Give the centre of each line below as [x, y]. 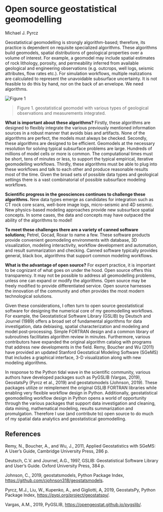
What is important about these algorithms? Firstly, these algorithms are [78, 123]
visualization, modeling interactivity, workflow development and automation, [81, 245]
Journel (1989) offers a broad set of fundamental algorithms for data [73, 321]
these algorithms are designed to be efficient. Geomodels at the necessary [80, 143]
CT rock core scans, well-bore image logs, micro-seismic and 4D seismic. [79, 205]
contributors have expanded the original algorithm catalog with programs [78, 342]
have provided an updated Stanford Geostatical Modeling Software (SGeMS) [82, 352]
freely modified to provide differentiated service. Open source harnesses [78, 286]
